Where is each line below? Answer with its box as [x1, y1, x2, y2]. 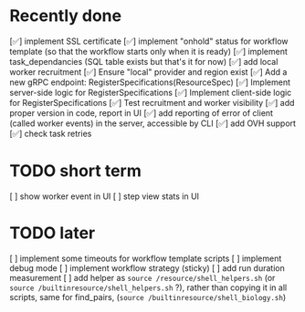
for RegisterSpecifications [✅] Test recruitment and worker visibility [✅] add [9, 97, 295, 108]
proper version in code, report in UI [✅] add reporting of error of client [9, 107, 274, 119]
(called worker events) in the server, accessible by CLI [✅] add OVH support [9, 118, 297, 129]
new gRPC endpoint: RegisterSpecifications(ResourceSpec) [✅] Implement [9, 77, 290, 88]
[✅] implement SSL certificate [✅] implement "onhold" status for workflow [9, 36, 289, 47]
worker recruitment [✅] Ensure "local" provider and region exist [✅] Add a [9, 66, 288, 78]
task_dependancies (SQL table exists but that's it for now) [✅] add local [9, 56, 279, 67]
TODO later [9, 223, 96, 244]
